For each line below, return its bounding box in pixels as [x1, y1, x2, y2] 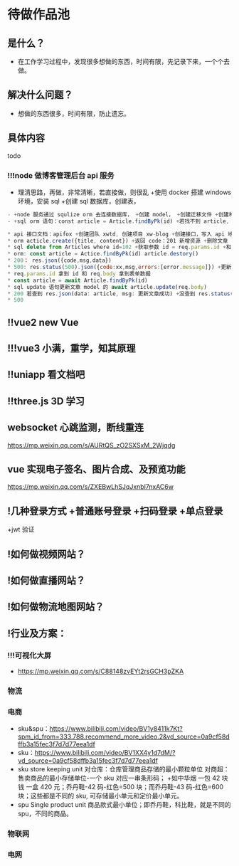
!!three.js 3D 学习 [7, 395, 85, 407]
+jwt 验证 [7, 525, 35, 534]
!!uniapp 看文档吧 [7, 369, 85, 381]
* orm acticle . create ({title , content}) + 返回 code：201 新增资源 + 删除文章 [7, 237, 228, 244]
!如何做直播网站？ [7, 574, 86, 587]
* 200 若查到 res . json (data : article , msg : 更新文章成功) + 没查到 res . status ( [7, 290, 233, 297]
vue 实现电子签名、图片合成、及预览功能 [7, 463, 186, 475]
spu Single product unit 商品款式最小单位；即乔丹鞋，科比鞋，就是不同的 [17, 801, 231, 809]
